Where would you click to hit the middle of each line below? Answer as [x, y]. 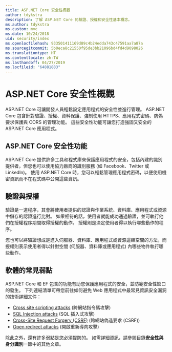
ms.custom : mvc [21, 29]
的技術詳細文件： [23, 296]
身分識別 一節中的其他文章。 [35, 344]
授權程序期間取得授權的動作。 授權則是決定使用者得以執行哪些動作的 [87, 222]
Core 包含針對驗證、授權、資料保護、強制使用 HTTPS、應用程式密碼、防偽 [84, 116]
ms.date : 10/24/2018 [27, 34]
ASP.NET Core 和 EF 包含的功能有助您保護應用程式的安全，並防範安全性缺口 [86, 284]
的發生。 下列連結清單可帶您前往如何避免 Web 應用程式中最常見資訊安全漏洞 [86, 290]
